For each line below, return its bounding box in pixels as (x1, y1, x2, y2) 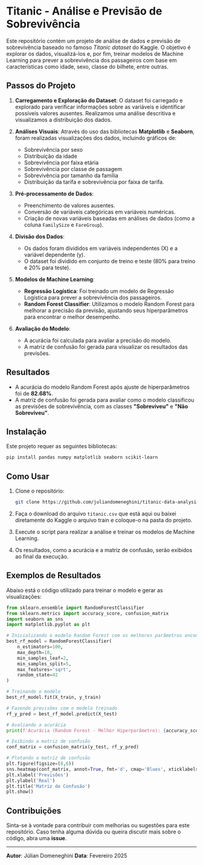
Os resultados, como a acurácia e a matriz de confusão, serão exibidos (14, 546, 193, 553)
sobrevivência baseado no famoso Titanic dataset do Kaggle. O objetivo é (6, 44, 191, 51)
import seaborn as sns (6, 616, 63, 622)
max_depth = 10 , (17, 649, 53, 656)
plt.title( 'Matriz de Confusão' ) (6, 783, 91, 789)
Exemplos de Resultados (6, 570, 101, 581)
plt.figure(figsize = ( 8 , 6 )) (6, 761, 74, 767)
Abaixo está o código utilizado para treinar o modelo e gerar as (6, 587, 163, 594)
